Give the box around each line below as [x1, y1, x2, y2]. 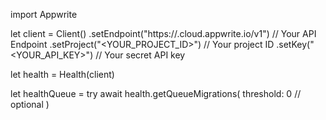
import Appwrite [10, 9, 78, 20]
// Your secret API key [95, 49, 186, 61]
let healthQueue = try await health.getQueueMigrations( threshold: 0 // [10, 88, 302, 99]
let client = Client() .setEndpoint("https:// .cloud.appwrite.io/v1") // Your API [10, 28, 317, 39]
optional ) [10, 99, 50, 110]
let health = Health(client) [10, 69, 115, 80]
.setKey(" [276, 39, 315, 50]
